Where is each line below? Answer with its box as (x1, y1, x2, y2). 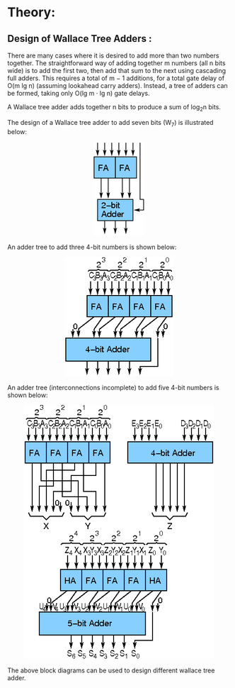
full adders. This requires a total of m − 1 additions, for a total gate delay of (7, 74, 225, 82)
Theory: (7, 4, 56, 21)
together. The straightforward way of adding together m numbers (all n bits (7, 59, 226, 67)
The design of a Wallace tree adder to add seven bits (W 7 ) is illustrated (7, 118, 214, 128)
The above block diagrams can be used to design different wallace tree (7, 666, 215, 675)
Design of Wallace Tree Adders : (7, 33, 152, 45)
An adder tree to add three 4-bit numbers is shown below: (7, 243, 177, 251)
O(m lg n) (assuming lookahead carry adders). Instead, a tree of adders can (7, 82, 228, 89)
